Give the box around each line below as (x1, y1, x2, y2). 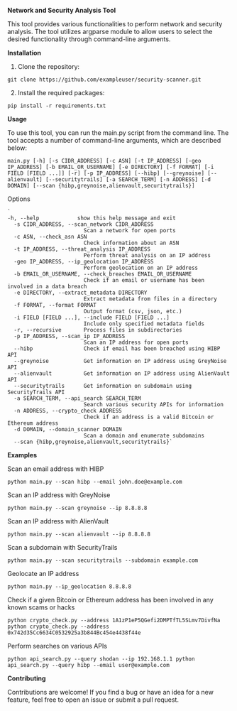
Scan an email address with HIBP (7, 465, 104, 473)
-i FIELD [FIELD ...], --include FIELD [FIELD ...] (13, 314, 170, 321)
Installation (7, 49, 41, 57)
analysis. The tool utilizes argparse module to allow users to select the (7, 28, 213, 36)
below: (7, 143, 27, 152)
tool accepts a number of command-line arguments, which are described (7, 136, 221, 144)
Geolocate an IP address (7, 570, 79, 577)
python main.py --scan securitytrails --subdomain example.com (7, 557, 199, 564)
